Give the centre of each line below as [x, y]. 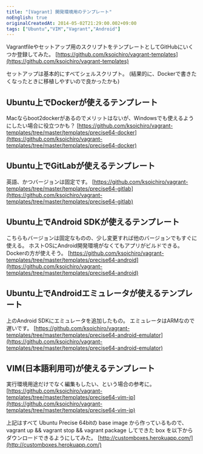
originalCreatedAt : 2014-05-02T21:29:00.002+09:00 [72, 23]
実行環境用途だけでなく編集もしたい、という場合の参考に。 [81, 384]
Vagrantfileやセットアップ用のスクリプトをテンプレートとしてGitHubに [95, 47]
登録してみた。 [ [37, 55]
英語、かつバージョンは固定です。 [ [50, 181]
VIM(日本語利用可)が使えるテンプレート [81, 368]
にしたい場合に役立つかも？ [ [43, 126]
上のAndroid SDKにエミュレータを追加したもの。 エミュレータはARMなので [101, 320]
